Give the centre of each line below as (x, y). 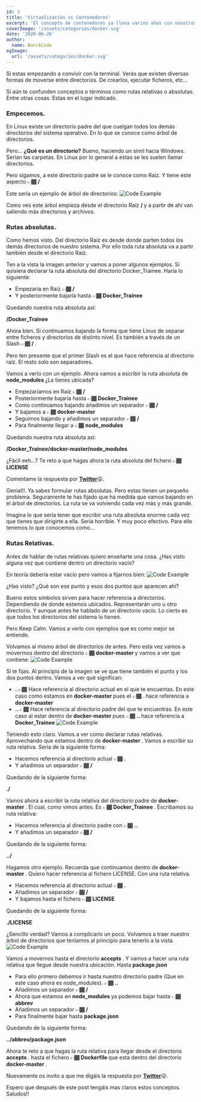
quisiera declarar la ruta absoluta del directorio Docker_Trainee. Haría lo (95, 271)
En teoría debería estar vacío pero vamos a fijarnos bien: (76, 574)
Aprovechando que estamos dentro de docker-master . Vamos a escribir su (100, 740)
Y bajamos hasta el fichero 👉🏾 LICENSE (65, 899)
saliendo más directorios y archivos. (51, 211)
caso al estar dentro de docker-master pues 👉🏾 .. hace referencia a (99, 716)
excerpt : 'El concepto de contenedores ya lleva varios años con (89, 23)
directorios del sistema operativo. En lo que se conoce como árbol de (92, 133)
